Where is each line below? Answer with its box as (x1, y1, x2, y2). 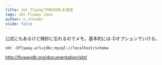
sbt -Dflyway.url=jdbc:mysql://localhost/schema (5, 45, 109, 50)
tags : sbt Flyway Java (5, 12, 53, 17)
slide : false (5, 21, 33, 26)
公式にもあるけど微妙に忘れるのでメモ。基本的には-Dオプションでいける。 (5, 35, 160, 41)
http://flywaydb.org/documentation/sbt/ (5, 54, 88, 60)
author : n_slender (5, 16, 44, 21)
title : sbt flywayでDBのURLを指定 (5, 7, 74, 12)
